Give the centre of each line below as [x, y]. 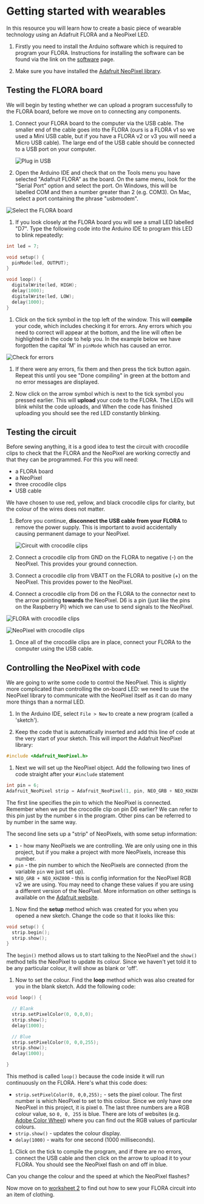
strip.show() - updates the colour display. [68, 1133]
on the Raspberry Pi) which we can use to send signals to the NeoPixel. [104, 607]
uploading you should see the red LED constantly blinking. [88, 413]
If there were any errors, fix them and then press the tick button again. [103, 369]
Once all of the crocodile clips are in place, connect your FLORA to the [103, 642]
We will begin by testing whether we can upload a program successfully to [100, 105]
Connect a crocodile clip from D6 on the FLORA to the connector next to [105, 594]
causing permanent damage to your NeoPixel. [73, 534]
